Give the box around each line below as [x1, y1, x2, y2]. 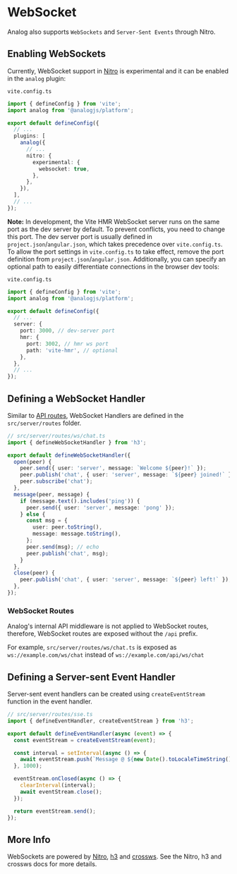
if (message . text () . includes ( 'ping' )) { [20, 498, 140, 505]
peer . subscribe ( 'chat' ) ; [20, 478, 93, 485]
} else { [20, 510, 46, 518]
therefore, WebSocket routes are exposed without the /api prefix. [7, 629, 198, 638]
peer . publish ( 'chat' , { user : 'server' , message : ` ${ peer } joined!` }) [20, 472, 235, 479]
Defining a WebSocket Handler [7, 393, 146, 405]
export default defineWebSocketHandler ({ [7, 452, 131, 459]
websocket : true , [38, 165, 90, 173]
